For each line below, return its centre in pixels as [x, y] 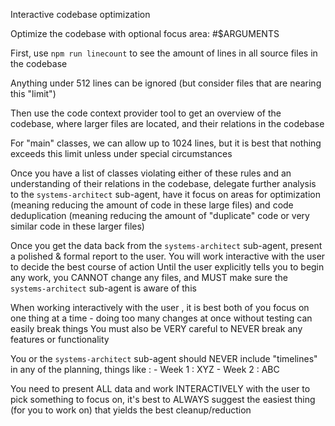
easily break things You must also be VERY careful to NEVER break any [156, 328]
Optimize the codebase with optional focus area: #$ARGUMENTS [145, 33]
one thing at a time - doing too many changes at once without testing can [161, 318]
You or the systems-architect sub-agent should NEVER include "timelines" [164, 358]
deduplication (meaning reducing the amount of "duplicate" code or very [160, 215]
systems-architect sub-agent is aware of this [103, 288]
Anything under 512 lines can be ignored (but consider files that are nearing [166, 83]
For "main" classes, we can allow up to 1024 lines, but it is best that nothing [166, 143]
